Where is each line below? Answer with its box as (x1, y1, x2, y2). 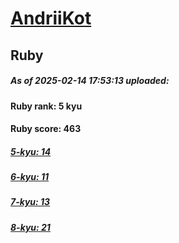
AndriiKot (10, 7, 92, 30)
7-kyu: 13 (10, 196, 51, 208)
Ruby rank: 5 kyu (10, 100, 83, 112)
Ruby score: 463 (10, 123, 82, 135)
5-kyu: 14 (10, 145, 52, 157)
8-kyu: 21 (10, 221, 51, 233)
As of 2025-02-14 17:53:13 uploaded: (10, 75, 170, 87)
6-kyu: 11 (10, 171, 50, 183)
